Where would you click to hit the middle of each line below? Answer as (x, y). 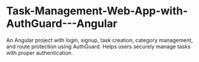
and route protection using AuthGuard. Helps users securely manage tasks (98, 46)
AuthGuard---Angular (62, 24)
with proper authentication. (40, 52)
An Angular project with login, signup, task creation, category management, (99, 40)
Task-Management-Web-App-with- (97, 11)
